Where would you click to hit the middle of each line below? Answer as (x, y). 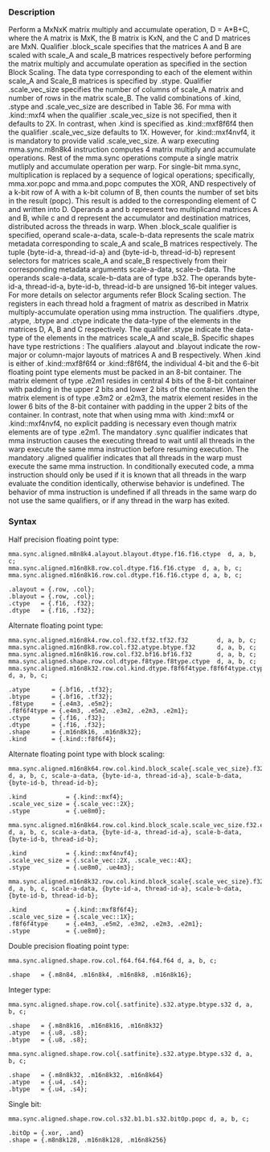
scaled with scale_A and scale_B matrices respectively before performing (130, 56)
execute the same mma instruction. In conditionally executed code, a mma (131, 467)
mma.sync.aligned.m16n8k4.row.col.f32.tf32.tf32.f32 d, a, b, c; (133, 640)
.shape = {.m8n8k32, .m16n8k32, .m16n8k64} (86, 1075)
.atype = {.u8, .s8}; (48, 1033)
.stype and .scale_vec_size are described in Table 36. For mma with (120, 106)
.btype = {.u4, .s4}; (48, 1089)
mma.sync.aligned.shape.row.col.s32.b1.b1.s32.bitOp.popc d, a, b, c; (129, 1119)
